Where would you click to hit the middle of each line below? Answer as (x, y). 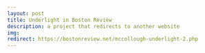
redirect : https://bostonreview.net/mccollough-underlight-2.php (102, 39)
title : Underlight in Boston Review (60, 20)
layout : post (26, 13)
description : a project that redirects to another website (94, 26)
